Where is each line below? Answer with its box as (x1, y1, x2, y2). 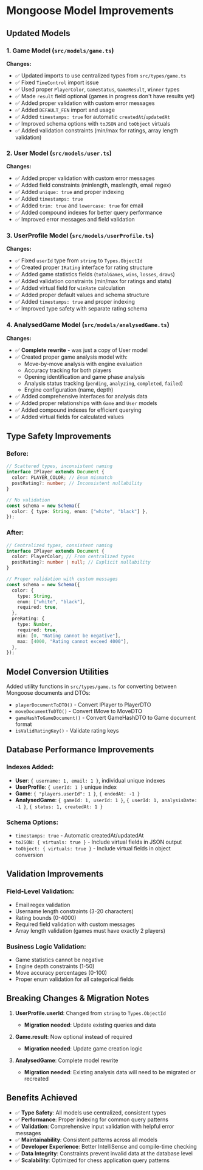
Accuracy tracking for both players (24, 367, 111, 374)
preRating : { (12, 616, 45, 622)
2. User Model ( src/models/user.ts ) (6, 149, 112, 157)
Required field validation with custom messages (15, 921, 136, 928)
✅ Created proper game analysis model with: (15, 353, 128, 361)
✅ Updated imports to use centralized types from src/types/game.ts (15, 71, 187, 79)
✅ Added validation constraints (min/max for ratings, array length (15, 126, 179, 134)
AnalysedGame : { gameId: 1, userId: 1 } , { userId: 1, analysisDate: (15, 796, 198, 803)
